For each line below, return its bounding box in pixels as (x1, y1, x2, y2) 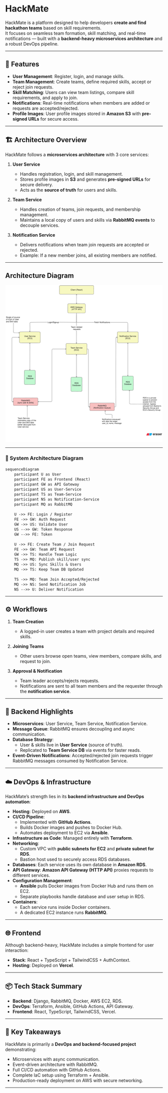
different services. (12, 872, 50, 878)
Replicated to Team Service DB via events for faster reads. (19, 747, 141, 753)
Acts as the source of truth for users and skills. (19, 187, 117, 193)
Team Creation (12, 619, 44, 625)
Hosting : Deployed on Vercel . (12, 962, 74, 968)
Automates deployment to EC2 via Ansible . (19, 830, 109, 836)
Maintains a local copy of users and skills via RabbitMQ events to (19, 217, 155, 223)
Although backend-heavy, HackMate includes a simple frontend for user (5, 942, 154, 948)
